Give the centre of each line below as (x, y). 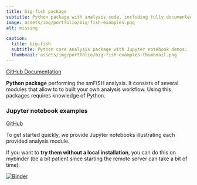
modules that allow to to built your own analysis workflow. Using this (89, 89)
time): (13, 165)
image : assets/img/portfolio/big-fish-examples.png (70, 22)
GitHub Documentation (34, 72)
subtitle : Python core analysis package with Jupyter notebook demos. (99, 50)
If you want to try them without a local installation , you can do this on (91, 153)
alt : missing (22, 28)
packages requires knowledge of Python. (56, 95)
